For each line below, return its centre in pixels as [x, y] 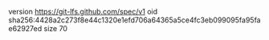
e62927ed [25, 28]
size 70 [56, 28]
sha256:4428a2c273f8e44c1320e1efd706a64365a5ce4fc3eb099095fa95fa [134, 20]
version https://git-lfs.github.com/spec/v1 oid [83, 12]
